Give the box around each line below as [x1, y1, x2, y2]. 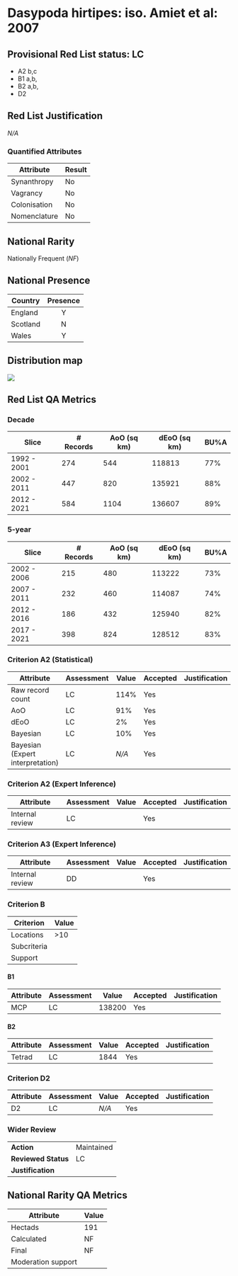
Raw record [11, 685, 50, 695]
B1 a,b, [17, 74, 38, 83]
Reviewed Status [11, 1153, 69, 1163]
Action [11, 1142, 34, 1152]
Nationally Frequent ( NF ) [7, 254, 79, 263]
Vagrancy [11, 188, 43, 198]
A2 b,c [17, 67, 38, 75]
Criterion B [7, 899, 45, 909]
